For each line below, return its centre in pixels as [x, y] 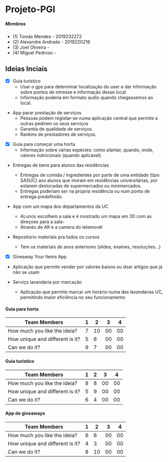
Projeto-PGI [30, 9]
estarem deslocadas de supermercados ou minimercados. [81, 186]
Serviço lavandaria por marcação [47, 282]
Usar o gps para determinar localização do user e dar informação [88, 87]
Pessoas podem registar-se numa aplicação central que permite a [89, 118]
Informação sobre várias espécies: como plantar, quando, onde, [87, 150]
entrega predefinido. [41, 197]
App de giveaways [25, 413]
